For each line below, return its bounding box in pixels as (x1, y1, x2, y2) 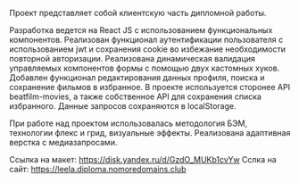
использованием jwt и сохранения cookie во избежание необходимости (9, 44, 286, 54)
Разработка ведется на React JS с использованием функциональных (9, 25, 273, 35)
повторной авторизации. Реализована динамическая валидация (9, 54, 256, 63)
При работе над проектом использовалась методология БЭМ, (9, 118, 248, 129)
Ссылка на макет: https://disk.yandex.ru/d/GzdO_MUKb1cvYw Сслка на (9, 154, 277, 164)
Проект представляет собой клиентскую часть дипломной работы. (9, 8, 267, 18)
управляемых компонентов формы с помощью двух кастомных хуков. (9, 62, 280, 73)
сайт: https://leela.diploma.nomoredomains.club (9, 164, 187, 174)
